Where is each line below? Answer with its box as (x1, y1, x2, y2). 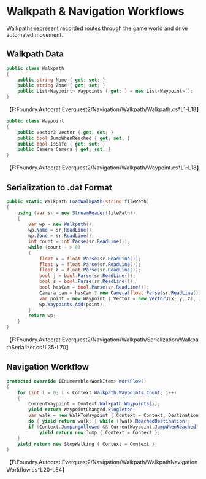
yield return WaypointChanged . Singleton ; (28, 407, 136, 413)
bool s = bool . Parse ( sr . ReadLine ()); (39, 278, 136, 285)
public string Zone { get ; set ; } (17, 82, 105, 88)
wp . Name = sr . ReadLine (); (28, 227, 95, 233)
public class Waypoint (6, 118, 64, 124)
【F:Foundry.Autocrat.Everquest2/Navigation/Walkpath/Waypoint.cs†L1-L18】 (6, 164, 202, 171)
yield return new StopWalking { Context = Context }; (17, 441, 158, 447)
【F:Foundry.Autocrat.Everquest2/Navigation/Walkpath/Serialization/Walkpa (6, 336, 199, 343)
